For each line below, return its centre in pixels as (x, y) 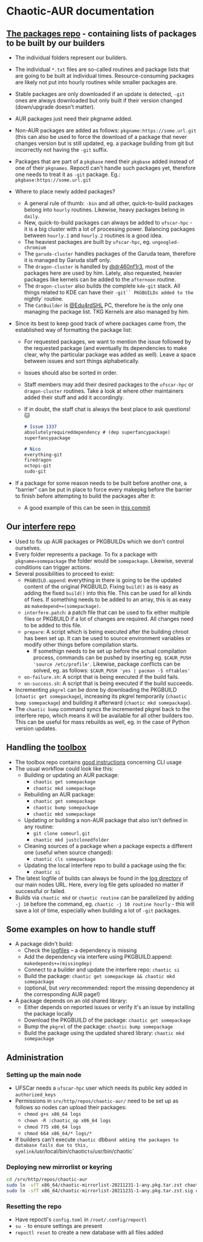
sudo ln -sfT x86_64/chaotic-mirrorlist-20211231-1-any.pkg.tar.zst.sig (100, 1191)
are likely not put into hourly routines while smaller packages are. (96, 82)
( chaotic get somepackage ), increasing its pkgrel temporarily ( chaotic (101, 696)
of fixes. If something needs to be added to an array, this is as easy (108, 599)
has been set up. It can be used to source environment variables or (108, 638)
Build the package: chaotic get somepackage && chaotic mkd (99, 976)
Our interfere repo (41, 527)
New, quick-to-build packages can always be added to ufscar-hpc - (108, 222)
